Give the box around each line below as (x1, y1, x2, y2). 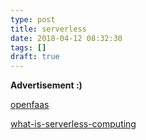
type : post (10, 14, 56, 25)
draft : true (10, 52, 60, 62)
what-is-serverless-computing (10, 118, 137, 130)
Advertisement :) (10, 79, 83, 91)
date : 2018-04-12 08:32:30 (10, 33, 123, 43)
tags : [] (10, 42, 47, 53)
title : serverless (10, 24, 87, 34)
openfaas (10, 99, 50, 111)
